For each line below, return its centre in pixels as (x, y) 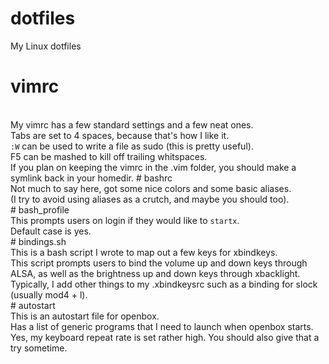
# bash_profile (40, 209)
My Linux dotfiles (46, 46)
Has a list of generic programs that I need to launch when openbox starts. (162, 326)
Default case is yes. (51, 231)
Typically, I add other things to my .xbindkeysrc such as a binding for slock (164, 284)
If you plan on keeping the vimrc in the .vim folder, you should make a (153, 167)
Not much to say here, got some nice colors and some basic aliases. (151, 188)
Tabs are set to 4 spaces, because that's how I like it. (120, 135)
